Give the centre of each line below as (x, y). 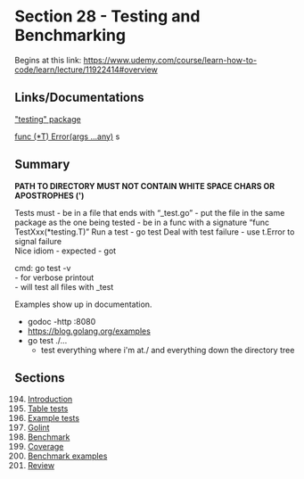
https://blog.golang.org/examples (89, 331)
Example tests (53, 418)
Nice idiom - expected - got (66, 251)
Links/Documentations (80, 98)
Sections (40, 378)
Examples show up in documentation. (83, 304)
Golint (38, 428)
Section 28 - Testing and (107, 17)
